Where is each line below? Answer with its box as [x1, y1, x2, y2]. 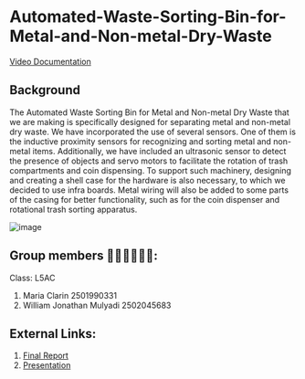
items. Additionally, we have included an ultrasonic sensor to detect [32, 145, 287, 156]
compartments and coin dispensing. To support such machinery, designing [9, 164, 292, 175]
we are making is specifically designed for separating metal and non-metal [9, 116, 290, 127]
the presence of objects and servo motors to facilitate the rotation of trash [9, 155, 289, 166]
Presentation [22, 360, 71, 371]
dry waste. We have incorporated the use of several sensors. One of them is [9, 126, 297, 137]
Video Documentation [9, 56, 91, 67]
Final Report [22, 350, 68, 362]
